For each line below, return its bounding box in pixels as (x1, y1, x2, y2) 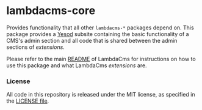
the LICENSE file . (6, 97, 49, 105)
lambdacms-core (6, 4, 96, 18)
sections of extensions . (6, 43, 65, 51)
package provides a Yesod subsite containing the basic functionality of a (6, 30, 189, 37)
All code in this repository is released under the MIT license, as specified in (6, 91, 195, 98)
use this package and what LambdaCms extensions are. (6, 62, 148, 69)
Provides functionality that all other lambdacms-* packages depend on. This (6, 24, 194, 31)
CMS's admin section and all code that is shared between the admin (6, 37, 178, 44)
